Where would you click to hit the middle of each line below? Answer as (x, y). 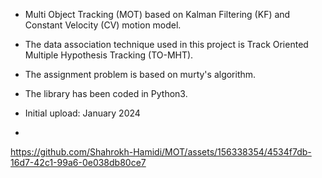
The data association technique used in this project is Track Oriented (166, 44)
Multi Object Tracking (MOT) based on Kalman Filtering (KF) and (157, 14)
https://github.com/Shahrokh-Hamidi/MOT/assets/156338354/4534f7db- (161, 152)
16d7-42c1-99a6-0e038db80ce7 (78, 162)
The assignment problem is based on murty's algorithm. (140, 74)
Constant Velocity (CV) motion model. (103, 25)
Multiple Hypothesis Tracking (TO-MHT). (109, 55)
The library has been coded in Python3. (106, 93)
